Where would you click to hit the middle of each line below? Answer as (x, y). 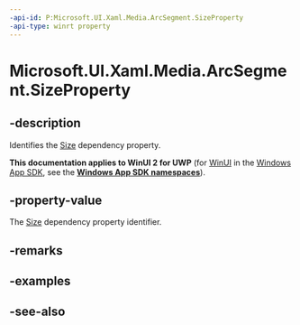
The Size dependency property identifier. (86, 222)
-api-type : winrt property (60, 26)
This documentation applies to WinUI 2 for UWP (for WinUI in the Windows (150, 162)
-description (45, 123)
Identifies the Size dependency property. (85, 144)
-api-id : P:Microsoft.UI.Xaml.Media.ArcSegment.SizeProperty (127, 18)
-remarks (36, 251)
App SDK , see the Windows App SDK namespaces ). (107, 172)
